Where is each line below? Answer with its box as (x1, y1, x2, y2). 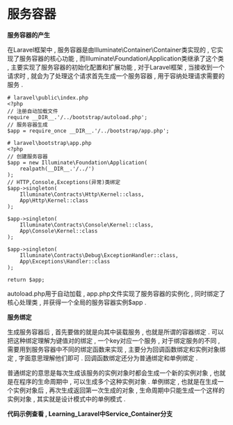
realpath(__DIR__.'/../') (19, 165, 95, 172)
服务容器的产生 (7, 31, 50, 39)
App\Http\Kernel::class (19, 196, 89, 204)
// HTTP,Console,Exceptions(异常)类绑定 (7, 178, 120, 185)
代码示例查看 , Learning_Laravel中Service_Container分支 (7, 409, 172, 418)
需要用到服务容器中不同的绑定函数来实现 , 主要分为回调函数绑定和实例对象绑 (7, 345, 226, 353)
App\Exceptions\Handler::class (19, 258, 111, 265)
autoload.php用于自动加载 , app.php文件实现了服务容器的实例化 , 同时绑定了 (7, 289, 226, 297)
